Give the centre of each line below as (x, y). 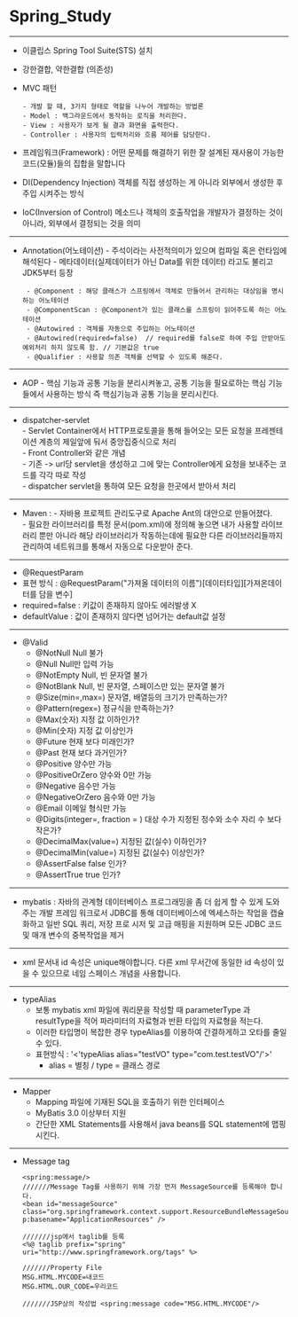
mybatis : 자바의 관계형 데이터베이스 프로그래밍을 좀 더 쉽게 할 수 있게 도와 (151, 901)
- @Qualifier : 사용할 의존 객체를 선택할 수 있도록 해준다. (125, 357)
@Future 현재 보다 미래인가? (85, 741)
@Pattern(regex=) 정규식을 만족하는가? (105, 708)
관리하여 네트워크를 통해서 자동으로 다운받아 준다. (107, 546)
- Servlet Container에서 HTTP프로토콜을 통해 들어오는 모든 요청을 (137, 430)
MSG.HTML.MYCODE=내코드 (63, 1277)
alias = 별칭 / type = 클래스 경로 (105, 1065)
